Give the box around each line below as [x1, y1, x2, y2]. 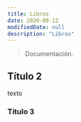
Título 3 [7, 106, 35, 116]
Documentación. [24, 50, 73, 58]
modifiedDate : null [7, 23, 65, 30]
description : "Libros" [7, 30, 75, 38]
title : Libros [7, 10, 50, 18]
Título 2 [7, 70, 43, 82]
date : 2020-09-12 [7, 17, 59, 24]
